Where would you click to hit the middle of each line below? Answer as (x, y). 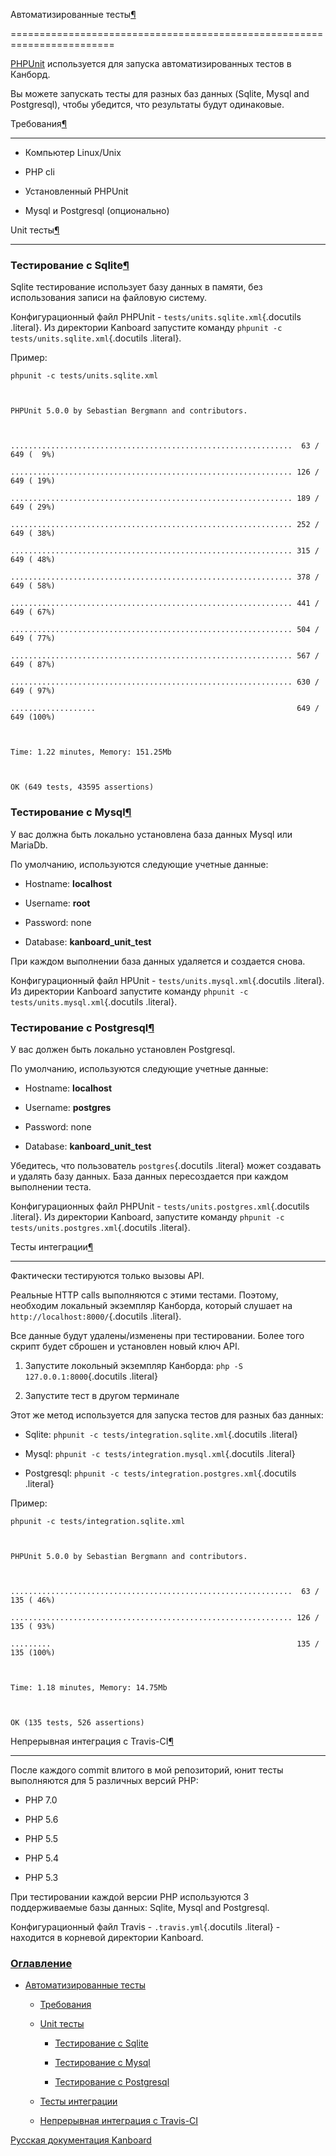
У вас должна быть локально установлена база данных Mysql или (151, 834)
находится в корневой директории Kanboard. (107, 1937)
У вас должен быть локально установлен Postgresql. (123, 1049)
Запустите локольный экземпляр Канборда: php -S (133, 1365)
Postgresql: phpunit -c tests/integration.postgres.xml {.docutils (160, 1473)
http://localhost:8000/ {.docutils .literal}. (96, 1316)
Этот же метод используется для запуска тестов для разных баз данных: (167, 1415)
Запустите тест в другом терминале (102, 1395)
